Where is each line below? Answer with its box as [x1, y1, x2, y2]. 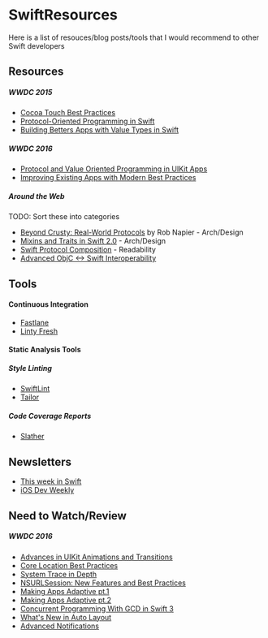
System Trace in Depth [19, 569, 97, 579]
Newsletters [8, 455, 71, 468]
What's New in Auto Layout [19, 612, 112, 622]
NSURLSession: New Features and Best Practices [19, 578, 187, 588]
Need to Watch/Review [8, 509, 128, 523]
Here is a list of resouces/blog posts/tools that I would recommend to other [8, 32, 260, 42]
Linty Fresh [19, 326, 58, 336]
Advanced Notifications [19, 621, 100, 631]
